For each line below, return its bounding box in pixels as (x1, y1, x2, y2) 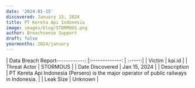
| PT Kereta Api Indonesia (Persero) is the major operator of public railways (6, 69, 187, 76)
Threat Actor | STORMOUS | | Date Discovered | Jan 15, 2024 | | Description (6, 63, 189, 70)
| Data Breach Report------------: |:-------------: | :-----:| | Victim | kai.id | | (6, 57, 187, 64)
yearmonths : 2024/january (6, 41, 69, 47)
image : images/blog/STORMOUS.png (6, 24, 88, 31)
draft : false (6, 36, 38, 41)
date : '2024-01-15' (6, 8, 54, 15)
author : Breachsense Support (6, 30, 77, 36)
